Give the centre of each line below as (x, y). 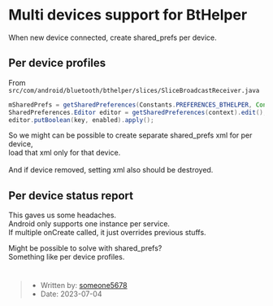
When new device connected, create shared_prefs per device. (113, 37)
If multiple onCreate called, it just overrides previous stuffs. (107, 233)
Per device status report (71, 196)
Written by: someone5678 (84, 286)
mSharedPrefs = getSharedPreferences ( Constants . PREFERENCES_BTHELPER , (130, 105)
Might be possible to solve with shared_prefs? (85, 248)
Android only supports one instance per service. (89, 224)
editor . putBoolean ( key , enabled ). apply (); (81, 120)
